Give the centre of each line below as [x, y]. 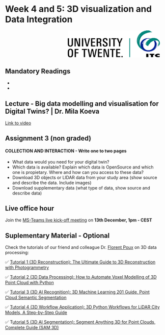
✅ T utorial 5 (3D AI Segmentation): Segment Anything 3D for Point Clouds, [80, 322]
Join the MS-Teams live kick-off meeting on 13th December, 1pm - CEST [79, 220]
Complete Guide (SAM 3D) [32, 328]
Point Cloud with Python [29, 283]
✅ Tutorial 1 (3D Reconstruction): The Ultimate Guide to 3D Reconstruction [80, 262]
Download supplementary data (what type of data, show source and [81, 188]
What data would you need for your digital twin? [61, 162]
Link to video [18, 123]
